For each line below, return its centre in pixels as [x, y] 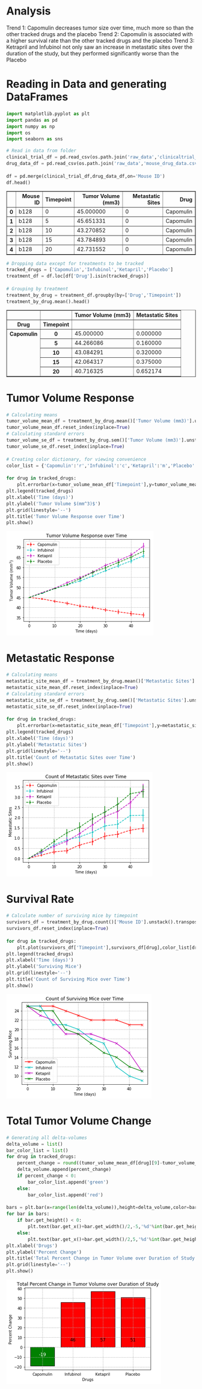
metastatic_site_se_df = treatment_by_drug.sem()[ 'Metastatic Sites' [95, 700]
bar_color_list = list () [37, 1150]
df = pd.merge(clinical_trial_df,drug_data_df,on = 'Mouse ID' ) [86, 176]
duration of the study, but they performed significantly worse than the [93, 53]
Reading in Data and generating [87, 84]
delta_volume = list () [35, 1144]
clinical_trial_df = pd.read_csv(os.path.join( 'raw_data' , [82, 157]
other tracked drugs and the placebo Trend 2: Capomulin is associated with [100, 34]
